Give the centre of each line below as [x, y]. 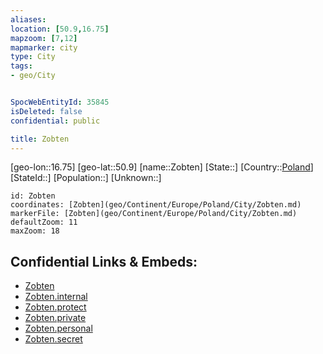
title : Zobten [40, 139]
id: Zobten [33, 196]
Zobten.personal [58, 328]
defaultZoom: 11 [44, 222]
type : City [33, 57]
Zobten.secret [53, 339]
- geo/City [33, 76]
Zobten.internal [56, 297]
